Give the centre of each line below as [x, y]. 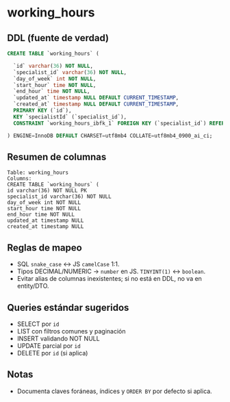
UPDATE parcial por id [49, 346]
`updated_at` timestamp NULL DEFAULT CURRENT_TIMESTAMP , [96, 98]
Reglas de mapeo [44, 248]
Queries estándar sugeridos [68, 307]
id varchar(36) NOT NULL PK [47, 191]
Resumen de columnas [57, 156]
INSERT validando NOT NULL [59, 338]
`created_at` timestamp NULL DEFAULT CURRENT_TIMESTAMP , [96, 104]
